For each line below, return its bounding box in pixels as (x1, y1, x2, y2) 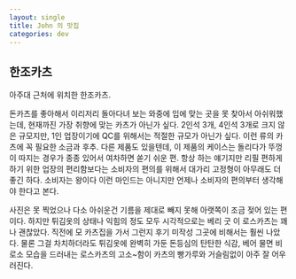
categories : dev (9, 29, 69, 38)
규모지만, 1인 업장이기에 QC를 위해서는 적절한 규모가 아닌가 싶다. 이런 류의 (18, 130, 275, 142)
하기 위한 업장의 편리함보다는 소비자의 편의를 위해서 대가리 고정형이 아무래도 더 (9, 164, 282, 174)
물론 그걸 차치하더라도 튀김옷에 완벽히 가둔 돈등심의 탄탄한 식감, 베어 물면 (20, 238, 274, 249)
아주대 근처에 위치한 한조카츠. (9, 89, 112, 100)
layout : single (9, 12, 66, 22)
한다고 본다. (18, 186, 59, 197)
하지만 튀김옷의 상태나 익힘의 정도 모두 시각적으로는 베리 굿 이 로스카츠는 (27, 216, 279, 227)
